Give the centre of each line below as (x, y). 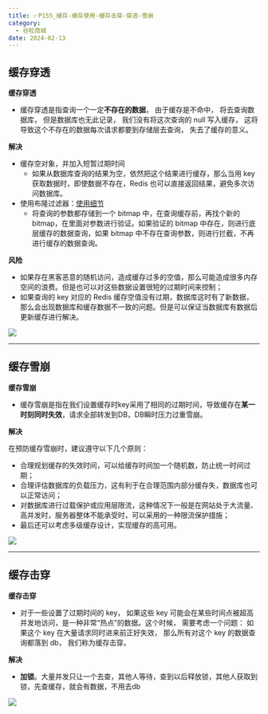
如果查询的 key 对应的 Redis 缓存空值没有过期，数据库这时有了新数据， (136, 297)
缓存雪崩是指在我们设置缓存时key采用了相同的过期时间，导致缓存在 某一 (137, 404)
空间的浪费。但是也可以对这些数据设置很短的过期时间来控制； (121, 287)
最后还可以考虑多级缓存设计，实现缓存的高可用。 (100, 525)
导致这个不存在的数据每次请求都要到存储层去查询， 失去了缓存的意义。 (136, 130)
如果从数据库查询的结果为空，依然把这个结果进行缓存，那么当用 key (143, 174)
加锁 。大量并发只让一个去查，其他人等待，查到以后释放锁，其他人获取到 (138, 676)
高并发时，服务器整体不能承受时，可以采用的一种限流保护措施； (124, 515)
